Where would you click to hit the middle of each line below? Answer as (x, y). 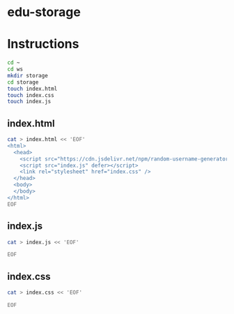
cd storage (23, 82)
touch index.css (31, 95)
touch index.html (32, 89)
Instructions (43, 44)
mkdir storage (28, 75)
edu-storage (44, 12)
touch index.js (29, 102)
